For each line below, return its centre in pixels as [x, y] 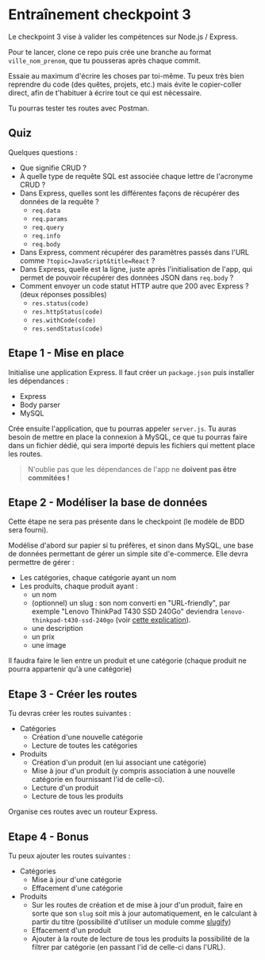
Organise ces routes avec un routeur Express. [83, 811]
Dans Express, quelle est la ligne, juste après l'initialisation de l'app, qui [136, 269]
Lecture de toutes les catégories [84, 745]
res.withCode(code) [64, 320]
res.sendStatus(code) [67, 329]
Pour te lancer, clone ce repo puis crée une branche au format [110, 52]
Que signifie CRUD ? [53, 168]
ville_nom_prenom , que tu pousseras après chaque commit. [104, 60]
